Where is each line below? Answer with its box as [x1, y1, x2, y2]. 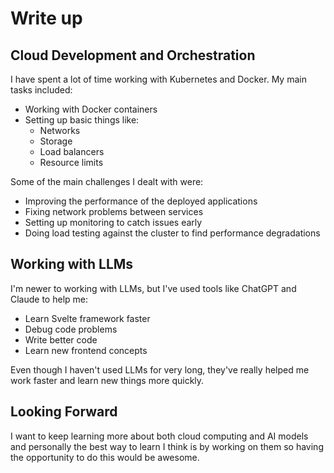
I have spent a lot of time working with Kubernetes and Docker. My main [10, 73, 307, 85]
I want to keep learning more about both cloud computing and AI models [10, 430, 309, 442]
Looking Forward [10, 403, 118, 421]
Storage [39, 135, 73, 147]
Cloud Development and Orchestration [10, 47, 256, 64]
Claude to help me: [10, 293, 89, 305]
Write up [10, 7, 83, 30]
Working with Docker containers [24, 103, 158, 115]
